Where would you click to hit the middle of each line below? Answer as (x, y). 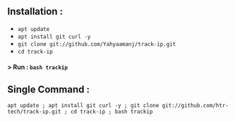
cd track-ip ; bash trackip (112, 112)
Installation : (35, 12)
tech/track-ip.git (34, 112)
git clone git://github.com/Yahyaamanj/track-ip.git (97, 44)
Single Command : (49, 89)
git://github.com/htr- (195, 106)
